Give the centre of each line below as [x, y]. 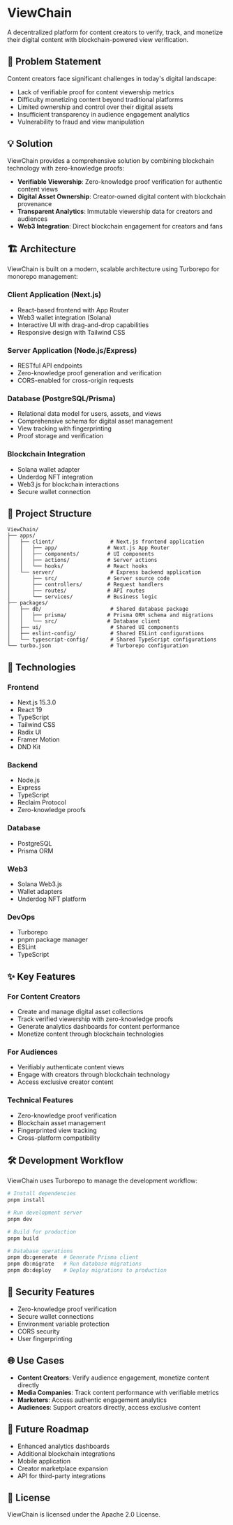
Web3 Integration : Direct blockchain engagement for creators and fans [120, 226]
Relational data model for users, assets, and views [89, 414]
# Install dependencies [42, 1194]
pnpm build [23, 1238]
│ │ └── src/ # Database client [84, 621]
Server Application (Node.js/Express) [72, 350]
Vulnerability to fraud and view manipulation [81, 122]
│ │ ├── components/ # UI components [81, 554]
